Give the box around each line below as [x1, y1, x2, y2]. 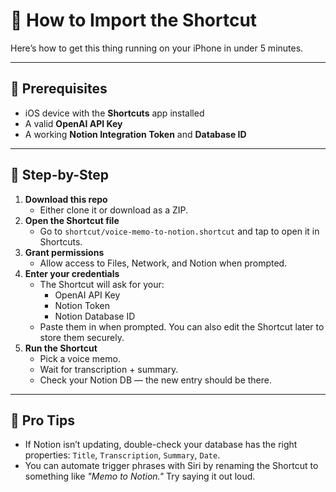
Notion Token [54, 299, 111, 311]
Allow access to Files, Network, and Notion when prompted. [39, 257, 288, 269]
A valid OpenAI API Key [24, 117, 123, 129]
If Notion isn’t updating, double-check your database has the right [24, 439, 298, 451]
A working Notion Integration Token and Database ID [24, 128, 247, 140]
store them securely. [39, 331, 125, 343]
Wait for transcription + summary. [39, 363, 179, 375]
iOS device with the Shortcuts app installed [24, 107, 205, 119]
